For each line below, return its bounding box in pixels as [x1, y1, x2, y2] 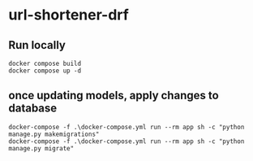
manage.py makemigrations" [8, 130, 100, 138]
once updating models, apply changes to [8, 89, 219, 102]
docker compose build [8, 59, 82, 67]
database [8, 102, 58, 115]
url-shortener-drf [8, 6, 130, 24]
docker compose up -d [8, 67, 82, 75]
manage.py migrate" [8, 144, 75, 152]
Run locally [8, 38, 66, 52]
